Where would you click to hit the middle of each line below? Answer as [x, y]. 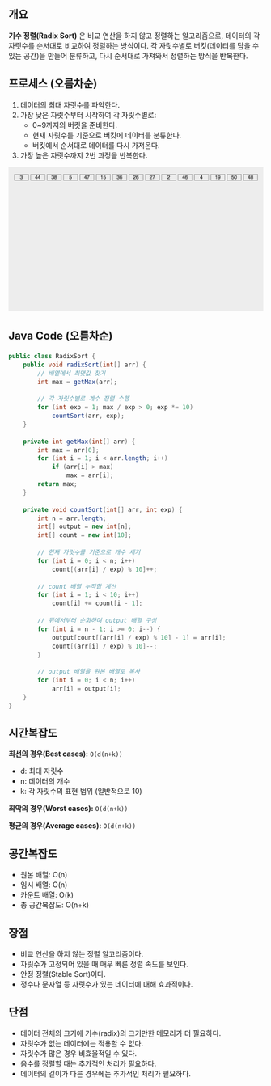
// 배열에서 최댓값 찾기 [72, 373]
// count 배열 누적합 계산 [77, 586]
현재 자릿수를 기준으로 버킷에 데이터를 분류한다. [107, 135]
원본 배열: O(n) [44, 875]
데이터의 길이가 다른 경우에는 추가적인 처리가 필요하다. [106, 1073]
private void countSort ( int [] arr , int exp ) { [103, 509]
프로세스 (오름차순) [53, 84]
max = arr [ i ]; [90, 475]
